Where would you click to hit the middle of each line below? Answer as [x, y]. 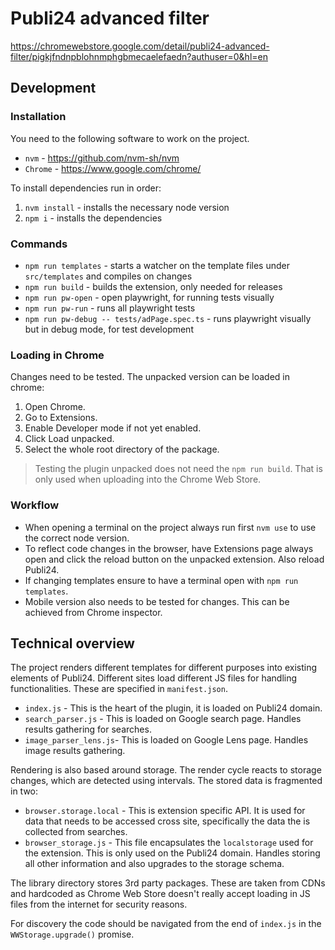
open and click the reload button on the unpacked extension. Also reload [174, 559]
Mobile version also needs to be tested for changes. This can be [157, 601]
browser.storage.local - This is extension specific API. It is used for [165, 811]
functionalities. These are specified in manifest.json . [119, 689]
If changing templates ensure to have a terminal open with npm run [161, 580]
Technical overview [72, 643]
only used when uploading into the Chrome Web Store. [148, 479]
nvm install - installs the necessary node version [127, 207]
